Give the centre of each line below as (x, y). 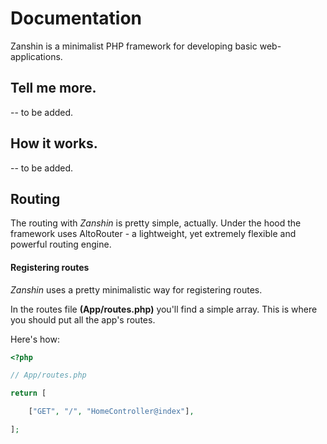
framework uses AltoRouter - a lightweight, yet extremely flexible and (153, 234)
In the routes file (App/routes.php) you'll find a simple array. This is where (164, 309)
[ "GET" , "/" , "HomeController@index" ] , (111, 412)
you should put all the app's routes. (83, 319)
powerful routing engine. (61, 244)
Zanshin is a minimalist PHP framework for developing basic (134, 46)
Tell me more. (53, 88)
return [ (28, 393)
